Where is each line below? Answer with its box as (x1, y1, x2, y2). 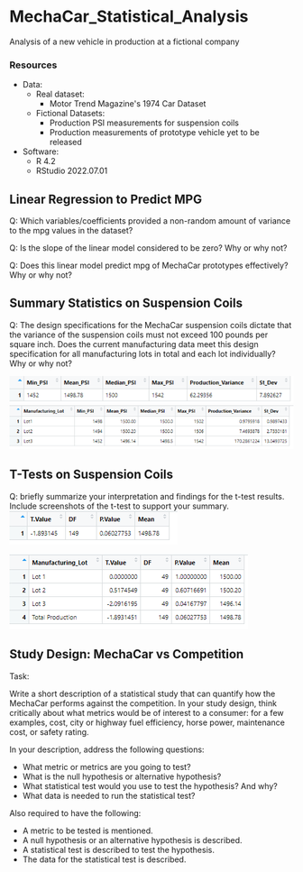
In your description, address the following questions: (9, 744, 205, 755)
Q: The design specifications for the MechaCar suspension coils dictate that (9, 319, 292, 330)
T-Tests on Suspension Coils (9, 467, 174, 482)
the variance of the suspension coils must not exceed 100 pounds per (9, 329, 269, 340)
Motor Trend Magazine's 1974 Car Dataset (49, 98, 207, 109)
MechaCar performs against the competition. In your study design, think (9, 697, 278, 709)
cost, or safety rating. (9, 726, 89, 737)
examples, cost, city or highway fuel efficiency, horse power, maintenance (9, 717, 286, 728)
